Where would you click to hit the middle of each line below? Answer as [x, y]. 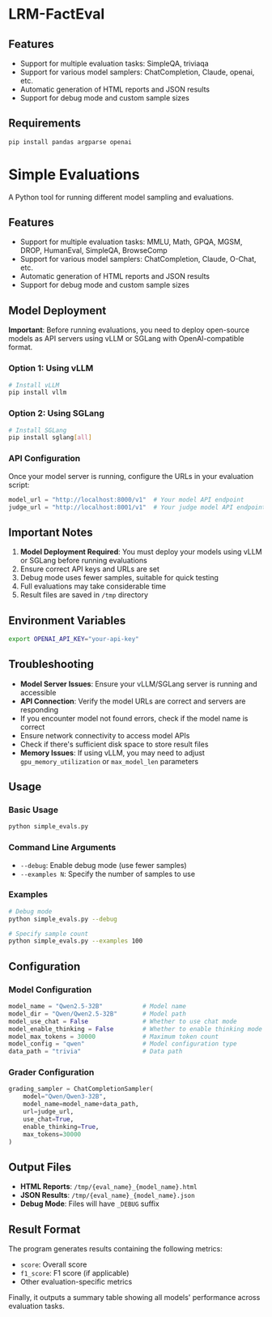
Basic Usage [34, 810]
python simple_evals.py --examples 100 [76, 941]
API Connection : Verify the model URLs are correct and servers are [133, 701]
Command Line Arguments [62, 848]
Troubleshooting [51, 664]
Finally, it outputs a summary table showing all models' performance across [134, 1298]
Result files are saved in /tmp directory [84, 595]
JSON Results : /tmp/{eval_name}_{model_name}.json [108, 1195]
